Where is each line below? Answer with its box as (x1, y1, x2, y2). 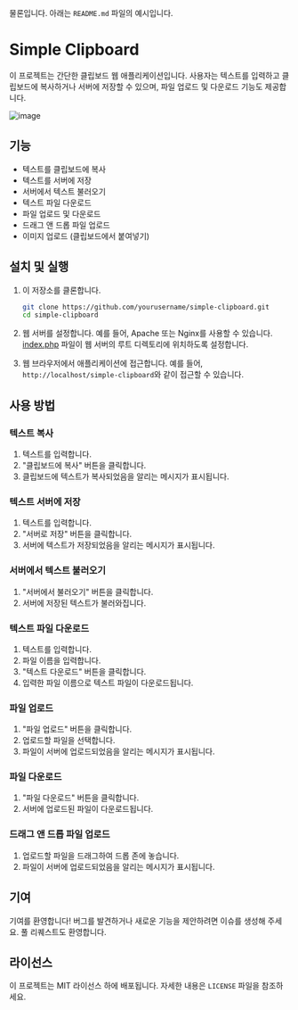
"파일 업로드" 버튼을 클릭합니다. (21, 724, 133, 734)
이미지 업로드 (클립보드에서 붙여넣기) (21, 230, 149, 241)
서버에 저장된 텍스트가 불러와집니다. (21, 597, 147, 608)
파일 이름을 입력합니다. (21, 655, 101, 666)
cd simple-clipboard (21, 310, 99, 319)
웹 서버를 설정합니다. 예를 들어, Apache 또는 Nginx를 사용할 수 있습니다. (21, 328, 273, 339)
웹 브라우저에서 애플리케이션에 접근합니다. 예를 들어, (21, 358, 203, 368)
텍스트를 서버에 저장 (21, 175, 92, 186)
